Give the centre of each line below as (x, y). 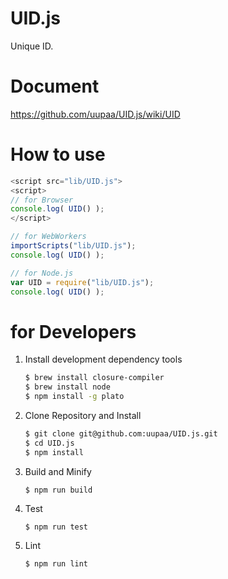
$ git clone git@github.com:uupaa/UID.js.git (121, 434)
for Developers (73, 331)
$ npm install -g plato (74, 397)
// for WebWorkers (48, 237)
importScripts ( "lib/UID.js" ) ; (73, 246)
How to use (58, 154)
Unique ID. (32, 46)
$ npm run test (56, 527)
